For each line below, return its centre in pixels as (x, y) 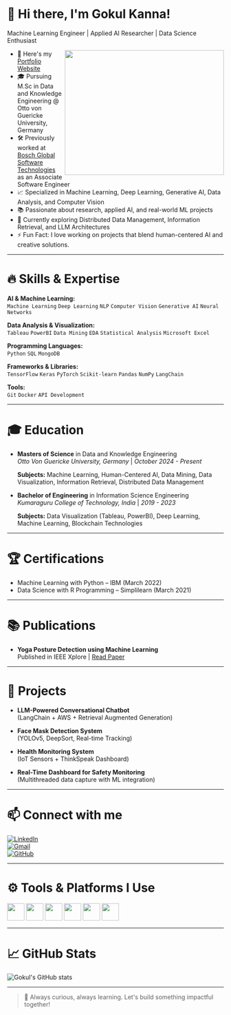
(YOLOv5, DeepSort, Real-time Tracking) (75, 738)
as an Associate (40, 177)
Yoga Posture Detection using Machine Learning (88, 649)
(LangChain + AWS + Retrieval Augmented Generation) (95, 717)
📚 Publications (52, 625)
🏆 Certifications (56, 559)
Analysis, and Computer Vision (60, 202)
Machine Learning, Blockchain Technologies (80, 523)
